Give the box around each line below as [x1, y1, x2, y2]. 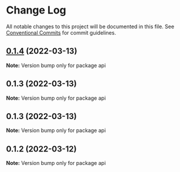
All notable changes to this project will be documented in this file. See [6, 23, 175, 30]
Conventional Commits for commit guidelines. [6, 29, 116, 36]
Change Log [6, 4, 66, 17]
